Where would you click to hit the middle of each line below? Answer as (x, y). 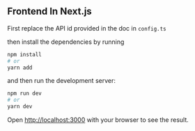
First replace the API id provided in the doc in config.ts (87, 28)
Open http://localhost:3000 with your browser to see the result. (98, 120)
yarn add (20, 68)
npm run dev (24, 93)
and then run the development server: (62, 81)
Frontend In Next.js (49, 11)
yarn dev (20, 107)
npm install (24, 54)
